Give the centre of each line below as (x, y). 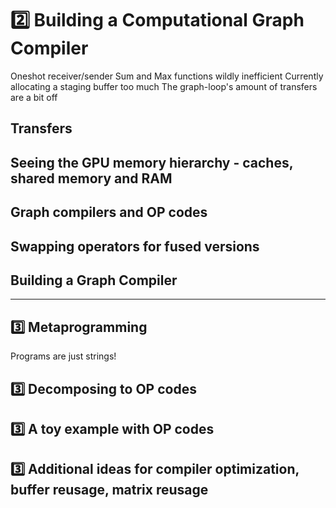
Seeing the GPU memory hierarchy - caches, (152, 162)
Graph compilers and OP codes (109, 212)
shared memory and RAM (91, 178)
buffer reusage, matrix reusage (109, 490)
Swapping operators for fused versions (135, 246)
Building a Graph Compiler (94, 280)
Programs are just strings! (63, 356)
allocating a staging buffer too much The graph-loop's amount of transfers (164, 86)
